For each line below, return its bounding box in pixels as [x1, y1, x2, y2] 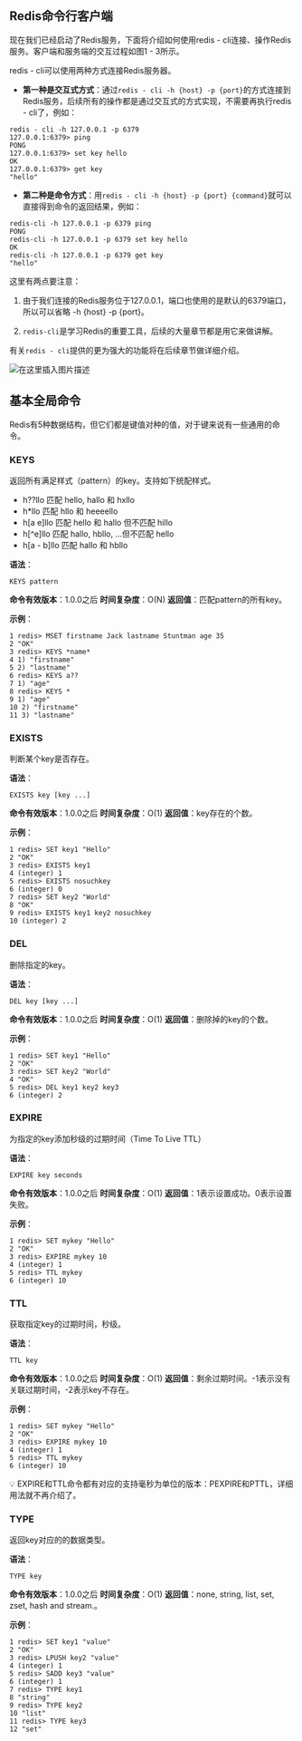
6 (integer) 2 [9, 1090, 63, 1099]
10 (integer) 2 [9, 916, 67, 926]
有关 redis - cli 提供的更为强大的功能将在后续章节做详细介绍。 [9, 344, 244, 355]
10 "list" [9, 1709, 47, 1718]
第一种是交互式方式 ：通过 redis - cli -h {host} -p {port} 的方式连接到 [22, 84, 291, 95]
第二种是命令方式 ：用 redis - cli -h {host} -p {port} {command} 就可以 [22, 189, 292, 200]
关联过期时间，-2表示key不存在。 [9, 1385, 134, 1396]
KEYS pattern [9, 576, 59, 586]
